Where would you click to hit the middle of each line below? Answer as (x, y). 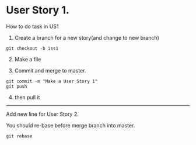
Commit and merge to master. (50, 70)
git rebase (19, 136)
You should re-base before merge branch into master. (71, 125)
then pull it (27, 97)
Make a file (28, 59)
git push (17, 86)
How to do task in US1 (32, 26)
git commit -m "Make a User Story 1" (52, 81)
